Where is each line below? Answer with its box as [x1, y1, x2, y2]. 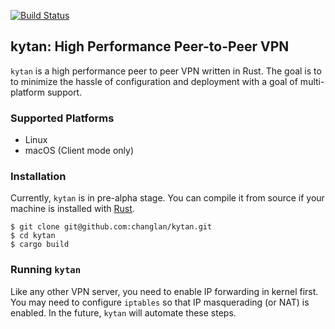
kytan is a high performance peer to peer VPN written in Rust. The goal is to [10, 65, 322, 77]
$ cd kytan [10, 231, 56, 241]
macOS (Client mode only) [24, 145, 135, 157]
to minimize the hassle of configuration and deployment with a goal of [10, 75, 298, 87]
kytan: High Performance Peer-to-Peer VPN [10, 38, 290, 55]
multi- [299, 75, 325, 87]
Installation [10, 170, 67, 184]
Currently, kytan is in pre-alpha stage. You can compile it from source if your [10, 192, 325, 204]
